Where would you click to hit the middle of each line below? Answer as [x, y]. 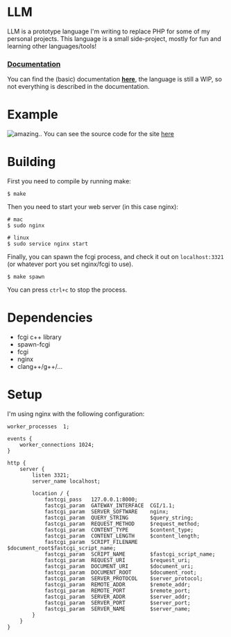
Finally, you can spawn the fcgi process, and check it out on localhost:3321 [115, 257]
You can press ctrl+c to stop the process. [67, 290]
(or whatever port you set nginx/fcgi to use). [70, 264]
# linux [18, 238]
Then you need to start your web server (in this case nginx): [93, 207]
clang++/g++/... [40, 367]
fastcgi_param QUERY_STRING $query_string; [119, 518]
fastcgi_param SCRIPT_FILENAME [91, 542]
